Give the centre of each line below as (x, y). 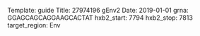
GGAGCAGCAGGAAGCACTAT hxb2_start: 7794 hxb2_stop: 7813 (100, 18)
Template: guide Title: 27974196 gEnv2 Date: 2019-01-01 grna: (98, 10)
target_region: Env (34, 25)
